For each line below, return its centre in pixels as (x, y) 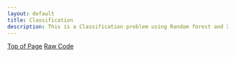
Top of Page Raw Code (41, 47)
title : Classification (40, 20)
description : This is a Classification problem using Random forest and (115, 26)
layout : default (31, 14)
